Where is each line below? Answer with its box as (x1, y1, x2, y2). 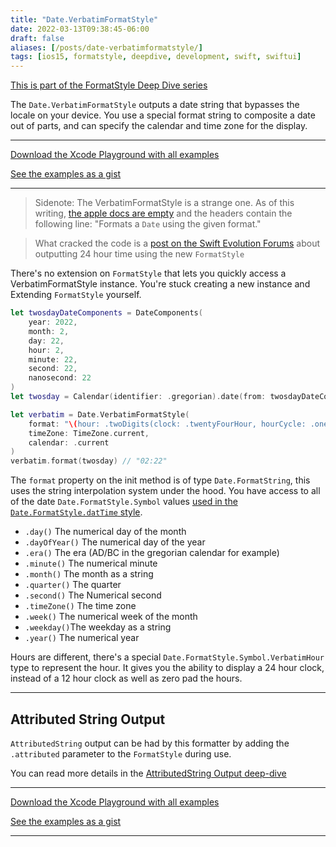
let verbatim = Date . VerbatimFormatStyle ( (10, 409, 190, 420)
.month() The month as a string (24, 568, 154, 580)
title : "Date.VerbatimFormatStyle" (10, 14, 159, 25)
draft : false (10, 33, 65, 43)
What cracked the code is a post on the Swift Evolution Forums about (34, 237, 321, 250)
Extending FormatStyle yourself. (10, 289, 142, 301)
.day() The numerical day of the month (24, 526, 187, 538)
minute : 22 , (28, 354, 78, 365)
